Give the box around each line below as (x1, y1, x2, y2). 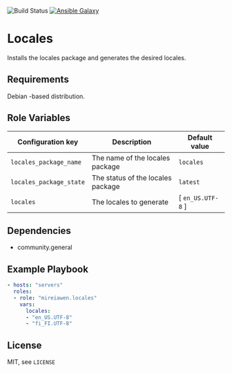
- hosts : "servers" (7, 282, 64, 289)
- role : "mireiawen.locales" (13, 294, 97, 301)
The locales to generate (91, 197, 169, 207)
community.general (17, 243, 72, 252)
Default (187, 132, 213, 142)
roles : (13, 288, 32, 295)
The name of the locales (91, 153, 171, 163)
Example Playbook (7, 263, 88, 275)
